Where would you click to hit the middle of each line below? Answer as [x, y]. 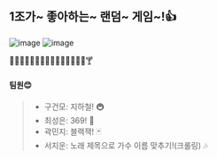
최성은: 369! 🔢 [69, 121]
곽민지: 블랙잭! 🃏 [73, 131]
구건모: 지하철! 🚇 [74, 107]
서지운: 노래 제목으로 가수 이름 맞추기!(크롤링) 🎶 [126, 146]
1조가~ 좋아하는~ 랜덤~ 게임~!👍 [93, 17]
